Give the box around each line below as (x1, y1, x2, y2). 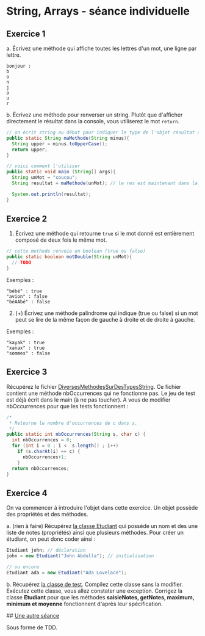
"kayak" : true (6, 339, 45, 345)
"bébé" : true (6, 288, 43, 294)
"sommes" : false (6, 350, 51, 356)
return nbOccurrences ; (12, 465, 70, 471)
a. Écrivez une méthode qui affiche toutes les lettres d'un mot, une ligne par (6, 45, 197, 52)
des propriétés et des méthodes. (6, 511, 88, 518)
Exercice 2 (6, 214, 48, 224)
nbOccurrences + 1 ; (22, 454, 67, 460)
